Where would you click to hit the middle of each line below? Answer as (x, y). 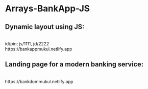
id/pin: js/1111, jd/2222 (27, 44)
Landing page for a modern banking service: (74, 64)
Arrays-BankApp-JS (48, 9)
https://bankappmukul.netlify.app (39, 49)
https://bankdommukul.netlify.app (39, 81)
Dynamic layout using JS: (45, 27)
